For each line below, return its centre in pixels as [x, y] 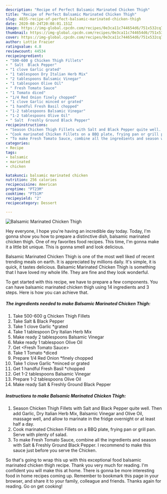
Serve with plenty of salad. [40, 435]
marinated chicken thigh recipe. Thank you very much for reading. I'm [77, 465]
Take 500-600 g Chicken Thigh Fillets [51, 316]
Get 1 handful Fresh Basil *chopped [49, 369]
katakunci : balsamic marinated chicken [47, 175]
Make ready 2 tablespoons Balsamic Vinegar [58, 337]
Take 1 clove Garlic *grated [40, 327]
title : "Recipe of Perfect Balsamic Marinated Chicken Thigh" [71, 14]
